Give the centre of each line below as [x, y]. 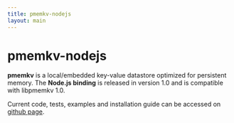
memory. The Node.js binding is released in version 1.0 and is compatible [116, 83]
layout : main [27, 21]
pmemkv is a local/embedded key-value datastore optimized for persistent [117, 75]
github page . [26, 112]
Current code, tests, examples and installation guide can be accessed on [114, 105]
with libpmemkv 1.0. [36, 90]
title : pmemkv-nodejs [39, 14]
